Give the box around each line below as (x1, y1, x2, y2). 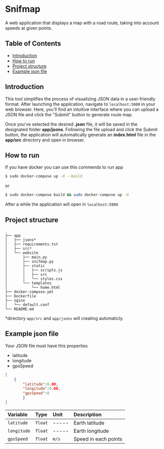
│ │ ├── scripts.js (5, 268, 63, 272)
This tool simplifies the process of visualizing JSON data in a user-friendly (5, 95, 156, 102)
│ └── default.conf (5, 302, 50, 307)
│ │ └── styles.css (5, 276, 63, 281)
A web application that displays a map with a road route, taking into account (5, 20, 159, 26)
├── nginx (5, 298, 26, 303)
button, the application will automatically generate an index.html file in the (5, 132, 156, 137)
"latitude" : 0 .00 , (23, 382, 58, 387)
